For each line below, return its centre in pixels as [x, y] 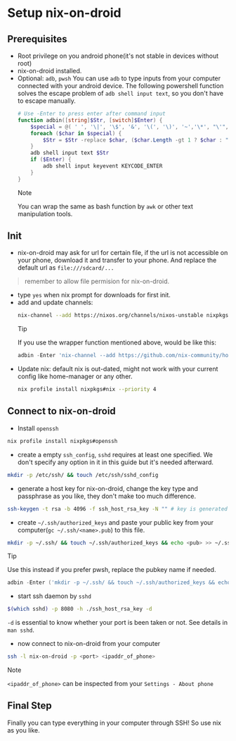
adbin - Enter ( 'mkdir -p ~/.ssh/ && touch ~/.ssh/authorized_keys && [111, 583]
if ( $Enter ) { [51, 160]
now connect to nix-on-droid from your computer [89, 644]
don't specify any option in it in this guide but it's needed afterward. [116, 462]
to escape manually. [46, 101]
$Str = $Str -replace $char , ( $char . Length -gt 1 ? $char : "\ [137, 140]
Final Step [29, 706]
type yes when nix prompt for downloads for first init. [94, 295]
